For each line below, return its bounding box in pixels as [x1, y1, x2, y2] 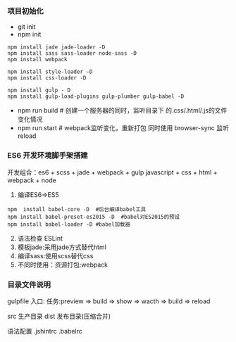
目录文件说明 [7, 279, 51, 289]
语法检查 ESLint [17, 234, 63, 242]
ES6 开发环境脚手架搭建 [7, 151, 88, 160]
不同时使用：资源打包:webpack [17, 260, 108, 269]
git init [17, 23, 36, 31]
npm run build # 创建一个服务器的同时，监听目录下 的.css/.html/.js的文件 [17, 106, 228, 115]
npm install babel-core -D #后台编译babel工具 [7, 205, 147, 213]
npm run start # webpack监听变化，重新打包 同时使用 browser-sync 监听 [17, 124, 229, 132]
